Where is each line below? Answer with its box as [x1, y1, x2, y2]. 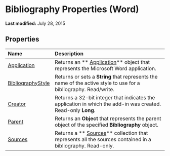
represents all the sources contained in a [55, 136, 152, 143]
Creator [8, 100, 26, 107]
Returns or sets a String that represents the [55, 73, 158, 80]
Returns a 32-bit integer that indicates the [55, 94, 155, 101]
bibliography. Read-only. [55, 142, 114, 149]
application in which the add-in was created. [55, 100, 161, 107]
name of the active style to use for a [55, 80, 140, 87]
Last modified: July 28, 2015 [5, 20, 66, 26]
